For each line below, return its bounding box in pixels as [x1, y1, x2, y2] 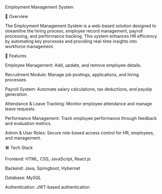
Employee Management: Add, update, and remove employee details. [5, 63, 142, 68]
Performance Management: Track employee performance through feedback [5, 115, 157, 121]
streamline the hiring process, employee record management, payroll [5, 28, 143, 33]
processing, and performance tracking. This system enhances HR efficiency [5, 33, 157, 39]
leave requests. [5, 106, 36, 112]
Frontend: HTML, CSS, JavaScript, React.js [5, 156, 91, 162]
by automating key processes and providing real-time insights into [5, 38, 137, 44]
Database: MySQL [5, 175, 41, 180]
